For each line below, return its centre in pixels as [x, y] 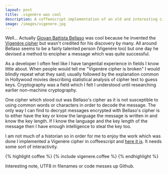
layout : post [19, 10]
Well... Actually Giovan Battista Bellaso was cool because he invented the [80, 38]
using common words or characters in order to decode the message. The [80, 105]
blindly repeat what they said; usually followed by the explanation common [82, 74]
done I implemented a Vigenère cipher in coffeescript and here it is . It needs [83, 141]
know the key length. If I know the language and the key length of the [76, 121]
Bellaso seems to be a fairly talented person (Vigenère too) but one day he [82, 48]
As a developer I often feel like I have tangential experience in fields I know [82, 63]
